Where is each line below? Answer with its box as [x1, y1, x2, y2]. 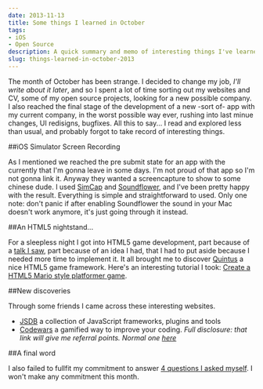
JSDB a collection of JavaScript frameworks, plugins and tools [19, 316, 222, 325]
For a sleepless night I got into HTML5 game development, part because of [8, 237, 250, 247]
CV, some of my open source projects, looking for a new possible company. [8, 93, 252, 103]
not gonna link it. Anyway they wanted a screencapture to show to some [8, 173, 241, 183]
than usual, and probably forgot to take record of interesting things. [8, 126, 225, 136]
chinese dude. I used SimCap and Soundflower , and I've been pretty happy [8, 182, 250, 191]
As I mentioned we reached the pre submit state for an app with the [8, 157, 225, 166]
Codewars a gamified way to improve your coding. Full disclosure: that [19, 325, 248, 334]
